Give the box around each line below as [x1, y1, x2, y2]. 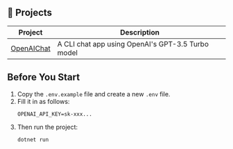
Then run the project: [17, 123, 78, 131]
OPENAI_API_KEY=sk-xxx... [17, 110, 92, 118]
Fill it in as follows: [17, 97, 70, 105]
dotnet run [17, 136, 49, 143]
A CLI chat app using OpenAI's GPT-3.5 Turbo [57, 39, 209, 49]
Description [120, 27, 159, 37]
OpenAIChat [10, 43, 51, 53]
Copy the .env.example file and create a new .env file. [17, 89, 171, 98]
